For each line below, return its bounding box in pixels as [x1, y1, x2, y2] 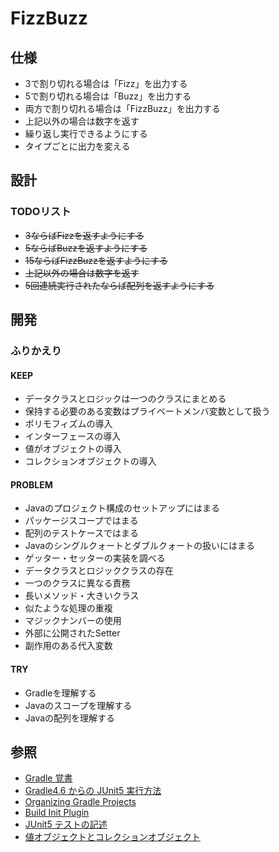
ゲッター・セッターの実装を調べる [24, 552, 166, 564]
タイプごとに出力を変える [24, 140, 131, 152]
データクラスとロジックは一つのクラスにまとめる [24, 393, 227, 405]
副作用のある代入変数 [24, 640, 113, 652]
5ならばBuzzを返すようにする [24, 242, 148, 254]
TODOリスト [10, 205, 72, 219]
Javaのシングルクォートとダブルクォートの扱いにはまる [24, 540, 256, 552]
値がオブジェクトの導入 [24, 443, 122, 455]
